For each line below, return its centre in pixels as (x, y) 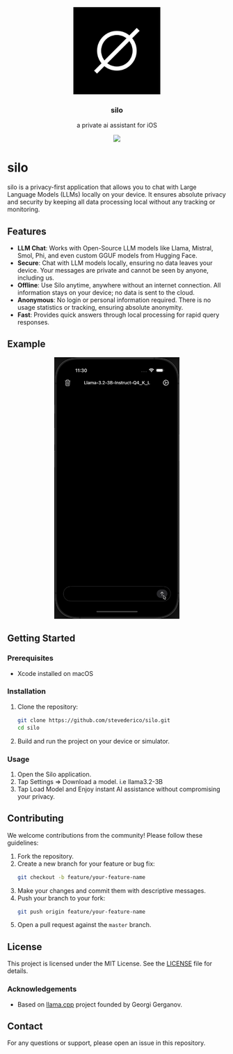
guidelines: (23, 843)
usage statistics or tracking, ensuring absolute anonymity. (100, 308)
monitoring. (24, 209)
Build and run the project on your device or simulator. (94, 741)
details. (18, 971)
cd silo (28, 728)
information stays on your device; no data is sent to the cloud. (106, 293)
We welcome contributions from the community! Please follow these (105, 835)
